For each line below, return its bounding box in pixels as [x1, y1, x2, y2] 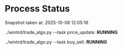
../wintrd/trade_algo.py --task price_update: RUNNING [5, 29, 118, 35]
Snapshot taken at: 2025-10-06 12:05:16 [5, 19, 89, 25]
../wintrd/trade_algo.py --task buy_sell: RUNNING [5, 38, 107, 45]
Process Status [5, 3, 70, 14]
